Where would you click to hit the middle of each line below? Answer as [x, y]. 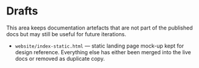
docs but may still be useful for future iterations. [66, 34]
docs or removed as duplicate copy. [60, 58]
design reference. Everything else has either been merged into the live [103, 52]
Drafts [22, 11]
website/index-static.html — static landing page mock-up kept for [99, 46]
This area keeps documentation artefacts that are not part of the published [99, 28]
